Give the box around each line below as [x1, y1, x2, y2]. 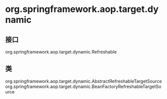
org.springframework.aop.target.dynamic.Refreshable [5, 49, 117, 54]
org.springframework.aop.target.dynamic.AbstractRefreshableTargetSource [5, 78, 162, 84]
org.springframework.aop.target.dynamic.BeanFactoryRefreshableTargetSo [5, 83, 162, 89]
